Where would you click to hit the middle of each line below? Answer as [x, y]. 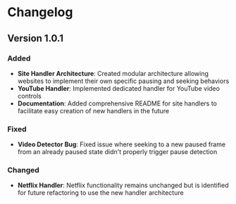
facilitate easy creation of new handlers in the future [93, 110]
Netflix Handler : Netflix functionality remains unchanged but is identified [123, 185]
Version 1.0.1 [36, 38]
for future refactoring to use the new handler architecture [101, 193]
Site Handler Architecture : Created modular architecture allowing [113, 73]
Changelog [40, 12]
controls [30, 96]
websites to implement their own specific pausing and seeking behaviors [123, 81]
